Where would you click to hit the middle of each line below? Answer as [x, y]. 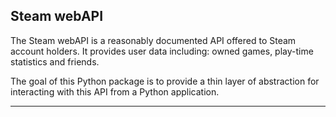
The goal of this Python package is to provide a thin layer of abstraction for [165, 81]
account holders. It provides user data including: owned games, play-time [162, 51]
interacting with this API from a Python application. [115, 91]
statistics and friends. [55, 61]
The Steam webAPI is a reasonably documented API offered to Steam [153, 40]
